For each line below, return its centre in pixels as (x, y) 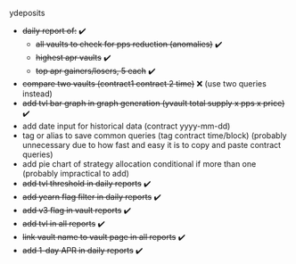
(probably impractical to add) (75, 173)
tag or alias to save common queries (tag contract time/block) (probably (154, 136)
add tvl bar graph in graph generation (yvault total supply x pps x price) (153, 103)
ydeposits (27, 13)
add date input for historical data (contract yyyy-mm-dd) (126, 126)
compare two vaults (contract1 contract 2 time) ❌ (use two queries (144, 83)
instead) (37, 94)
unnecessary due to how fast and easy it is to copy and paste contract (152, 145)
